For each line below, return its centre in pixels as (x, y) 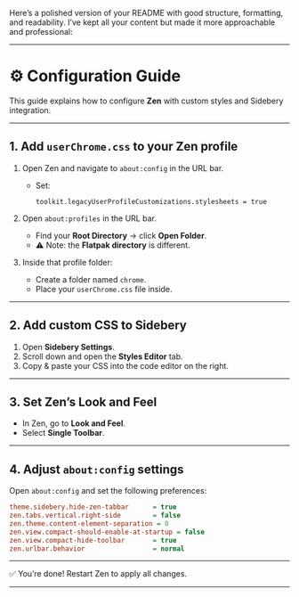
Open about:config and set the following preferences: (108, 491)
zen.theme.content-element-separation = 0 (89, 523)
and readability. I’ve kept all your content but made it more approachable (142, 22)
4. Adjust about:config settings (97, 469)
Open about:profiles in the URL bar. (89, 218)
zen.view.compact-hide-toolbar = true (93, 540)
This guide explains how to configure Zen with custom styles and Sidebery (146, 101)
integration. (30, 110)
